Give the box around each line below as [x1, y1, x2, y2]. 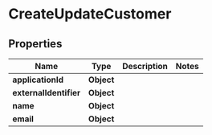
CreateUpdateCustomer [8, 5, 172, 23]
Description [121, 61, 169, 72]
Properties [8, 37, 63, 51]
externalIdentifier [12, 88, 81, 98]
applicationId [12, 74, 64, 85]
